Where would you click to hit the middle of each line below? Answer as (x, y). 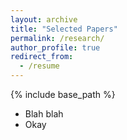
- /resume (39, 66)
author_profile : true (55, 47)
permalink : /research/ (57, 38)
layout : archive (44, 19)
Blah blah (44, 114)
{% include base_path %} (63, 94)
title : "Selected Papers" (64, 29)
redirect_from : (42, 57)
